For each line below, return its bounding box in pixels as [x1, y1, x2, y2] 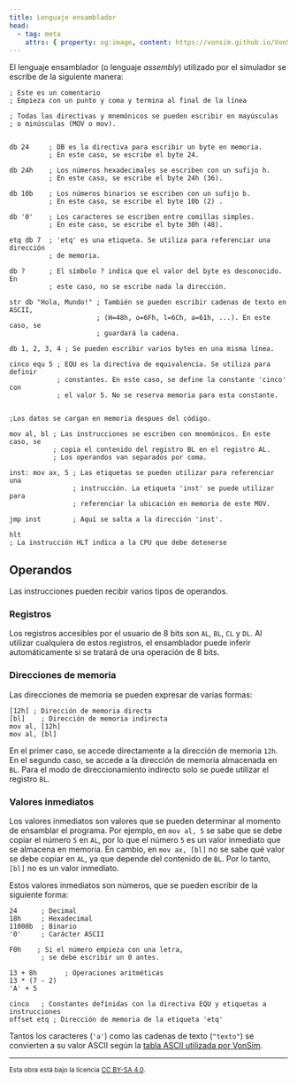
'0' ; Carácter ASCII [9, 930, 104, 939]
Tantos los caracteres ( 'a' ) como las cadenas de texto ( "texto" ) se [9, 1030, 255, 1041]
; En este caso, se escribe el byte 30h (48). [48, 221, 224, 230]
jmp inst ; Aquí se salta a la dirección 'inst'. [9, 515, 224, 524]
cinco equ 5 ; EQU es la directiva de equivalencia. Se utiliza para [9, 360, 271, 369]
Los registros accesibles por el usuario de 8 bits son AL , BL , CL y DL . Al [9, 628, 263, 639]
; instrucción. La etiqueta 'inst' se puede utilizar [72, 484, 275, 493]
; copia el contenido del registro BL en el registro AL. [52, 445, 271, 455]
